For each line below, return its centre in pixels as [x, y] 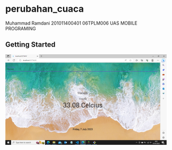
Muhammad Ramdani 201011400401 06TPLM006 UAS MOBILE [71, 23]
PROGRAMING [21, 28]
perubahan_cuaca [45, 9]
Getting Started [30, 45]
